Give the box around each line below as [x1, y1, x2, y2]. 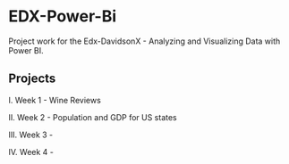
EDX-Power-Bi [8, 6, 117, 27]
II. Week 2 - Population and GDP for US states [8, 111, 177, 122]
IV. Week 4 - [8, 146, 55, 157]
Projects [8, 71, 56, 86]
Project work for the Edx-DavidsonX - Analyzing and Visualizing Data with [8, 36, 281, 46]
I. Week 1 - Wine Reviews [8, 94, 102, 105]
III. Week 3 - [8, 129, 54, 140]
